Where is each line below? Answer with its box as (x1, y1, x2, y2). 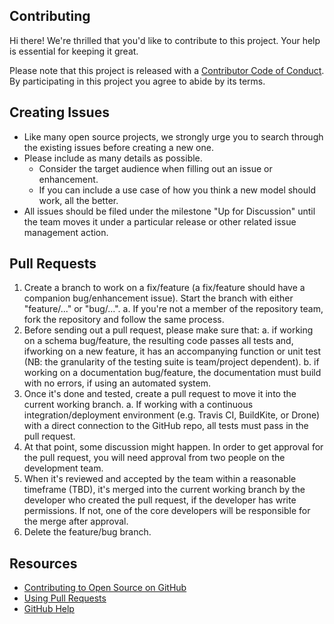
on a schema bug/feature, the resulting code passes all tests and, (23, 335, 294, 347)
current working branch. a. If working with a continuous (23, 399, 254, 411)
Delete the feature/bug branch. (23, 526, 152, 538)
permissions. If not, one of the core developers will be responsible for (23, 505, 311, 517)
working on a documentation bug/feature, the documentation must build (23, 367, 322, 379)
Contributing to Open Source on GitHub (23, 582, 187, 594)
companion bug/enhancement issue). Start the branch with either (23, 292, 294, 304)
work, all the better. (38, 194, 119, 206)
